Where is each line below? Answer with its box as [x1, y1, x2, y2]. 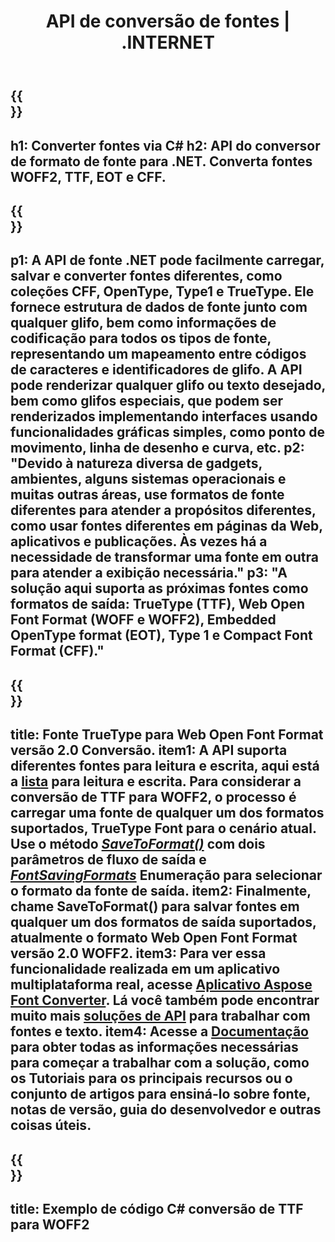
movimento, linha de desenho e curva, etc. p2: [10, 440, 305, 457]
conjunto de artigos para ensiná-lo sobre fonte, [10, 1086, 311, 1103]
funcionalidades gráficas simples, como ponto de [10, 424, 326, 441]
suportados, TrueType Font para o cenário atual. [10, 820, 317, 837]
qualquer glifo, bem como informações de [10, 315, 277, 332]
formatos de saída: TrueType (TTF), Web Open [10, 596, 306, 613]
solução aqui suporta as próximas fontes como [10, 580, 309, 597]
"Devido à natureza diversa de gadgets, [10, 455, 263, 472]
